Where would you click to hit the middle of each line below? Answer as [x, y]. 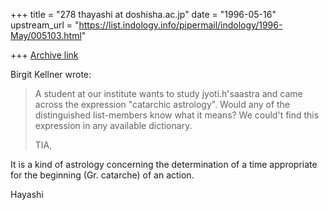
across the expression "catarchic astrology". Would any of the [162, 104]
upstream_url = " [45, 25]
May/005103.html [46, 35]
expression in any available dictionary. [113, 125]
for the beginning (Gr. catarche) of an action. [102, 175]
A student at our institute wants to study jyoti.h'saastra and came [168, 93]
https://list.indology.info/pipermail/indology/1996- [180, 25]
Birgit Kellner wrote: [51, 74]
